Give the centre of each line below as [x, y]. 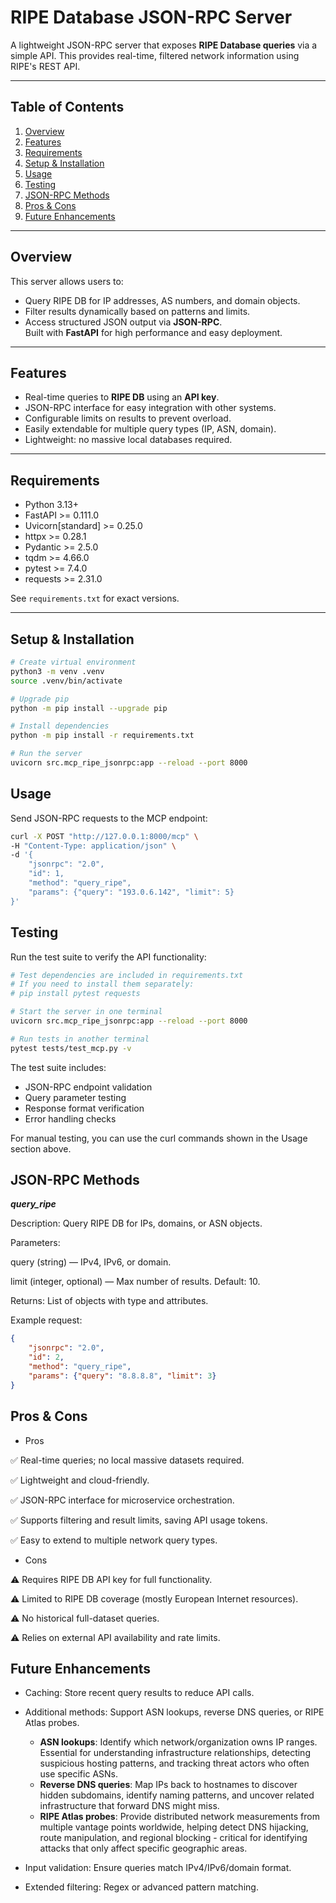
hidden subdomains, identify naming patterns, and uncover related [177, 1795]
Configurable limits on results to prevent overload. [128, 418]
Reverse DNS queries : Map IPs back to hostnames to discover [168, 1785]
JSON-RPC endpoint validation [88, 1087]
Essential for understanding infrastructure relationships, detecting [175, 1753]
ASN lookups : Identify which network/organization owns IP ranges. [178, 1742]
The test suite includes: [58, 1067]
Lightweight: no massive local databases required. [128, 440]
